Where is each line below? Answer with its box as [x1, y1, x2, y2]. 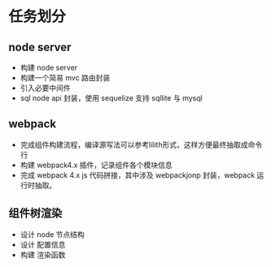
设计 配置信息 [20, 239, 66, 249]
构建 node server [20, 62, 78, 72]
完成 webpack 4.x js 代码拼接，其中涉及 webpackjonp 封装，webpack [20, 170, 255, 179]
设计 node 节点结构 [20, 229, 86, 239]
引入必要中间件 [20, 83, 71, 93]
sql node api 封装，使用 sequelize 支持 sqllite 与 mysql [20, 93, 203, 102]
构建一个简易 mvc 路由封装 [20, 73, 111, 82]
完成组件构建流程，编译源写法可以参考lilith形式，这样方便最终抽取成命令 [20, 140, 263, 149]
